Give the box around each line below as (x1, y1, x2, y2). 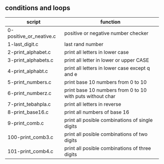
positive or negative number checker (64, 29, 149, 36)
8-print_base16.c (7, 109, 49, 116)
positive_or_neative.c (7, 33, 56, 40)
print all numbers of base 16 (64, 109, 129, 116)
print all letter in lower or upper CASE (64, 56, 149, 63)
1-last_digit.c (7, 41, 39, 47)
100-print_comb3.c (7, 134, 54, 141)
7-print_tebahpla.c (7, 100, 51, 107)
